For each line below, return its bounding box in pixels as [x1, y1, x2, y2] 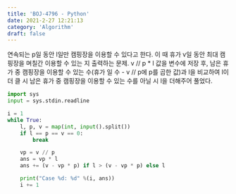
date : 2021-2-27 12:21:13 [7, 17, 83, 24]
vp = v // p [20, 149, 55, 156]
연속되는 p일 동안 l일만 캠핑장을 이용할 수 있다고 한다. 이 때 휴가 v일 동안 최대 [7, 50, 218, 59]
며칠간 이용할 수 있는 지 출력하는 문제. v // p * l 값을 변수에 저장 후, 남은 [25, 59, 222, 68]
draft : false [7, 30, 46, 37]
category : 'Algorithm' [7, 23, 74, 30]
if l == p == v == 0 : [20, 130, 83, 137]
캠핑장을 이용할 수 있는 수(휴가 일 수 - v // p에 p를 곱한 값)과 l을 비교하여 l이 [22, 68, 229, 76]
